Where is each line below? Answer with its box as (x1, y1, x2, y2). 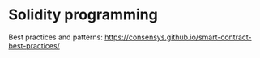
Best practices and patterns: (8, 32, 103, 42)
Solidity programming (8, 6, 158, 24)
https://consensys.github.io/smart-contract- (104, 32, 253, 42)
